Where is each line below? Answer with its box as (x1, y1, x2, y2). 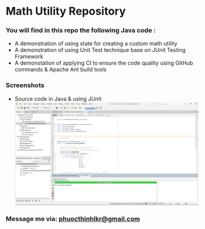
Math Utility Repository (6, 4, 126, 18)
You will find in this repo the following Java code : (6, 26, 156, 35)
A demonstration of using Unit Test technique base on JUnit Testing (14, 46, 186, 54)
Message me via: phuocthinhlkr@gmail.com (6, 214, 140, 223)
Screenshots (6, 81, 45, 90)
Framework (14, 53, 43, 60)
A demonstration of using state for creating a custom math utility (14, 40, 178, 47)
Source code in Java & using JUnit (14, 95, 102, 102)
